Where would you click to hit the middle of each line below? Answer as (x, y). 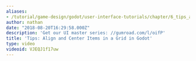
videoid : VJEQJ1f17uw (32, 49)
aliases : (17, 11)
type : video (20, 44)
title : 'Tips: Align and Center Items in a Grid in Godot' (79, 38)
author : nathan (24, 22)
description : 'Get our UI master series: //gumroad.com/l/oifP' (86, 33)
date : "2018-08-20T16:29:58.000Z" (48, 28)
